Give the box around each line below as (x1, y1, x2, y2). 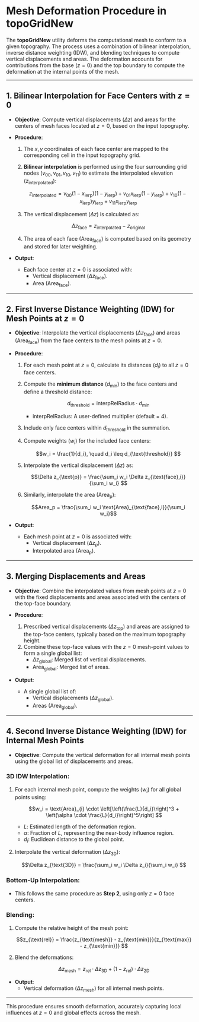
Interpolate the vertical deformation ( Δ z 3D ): (14, 848, 120, 857)
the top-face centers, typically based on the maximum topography (23, 630, 186, 638)
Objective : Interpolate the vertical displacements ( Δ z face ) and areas (14, 329, 181, 337)
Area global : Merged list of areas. (32, 664, 110, 672)
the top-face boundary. (14, 600, 72, 607)
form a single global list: (23, 649, 82, 657)
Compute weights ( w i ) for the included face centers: (23, 437, 151, 446)
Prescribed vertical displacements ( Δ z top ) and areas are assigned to (23, 623, 190, 631)
